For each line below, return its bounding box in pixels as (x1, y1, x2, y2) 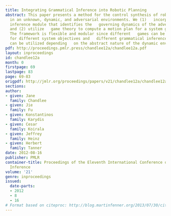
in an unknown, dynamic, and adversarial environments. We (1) (10, 17, 147, 22)
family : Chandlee (10, 98, 47, 103)
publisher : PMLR (5, 155, 40, 160)
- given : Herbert (5, 141, 42, 146)
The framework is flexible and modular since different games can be (10, 31, 165, 36)
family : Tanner (10, 145, 42, 151)
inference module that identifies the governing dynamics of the (10, 21, 156, 27)
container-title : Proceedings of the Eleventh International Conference (5, 160, 163, 165)
